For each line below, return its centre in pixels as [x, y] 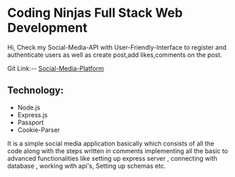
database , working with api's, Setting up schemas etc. [87, 166]
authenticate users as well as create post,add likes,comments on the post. [115, 55]
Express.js [32, 114]
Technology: [36, 90]
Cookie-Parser [39, 130]
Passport [31, 122]
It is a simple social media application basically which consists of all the [111, 143]
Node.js [29, 107]
